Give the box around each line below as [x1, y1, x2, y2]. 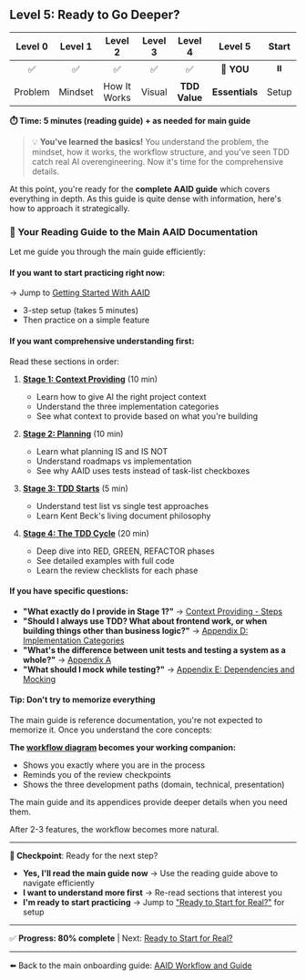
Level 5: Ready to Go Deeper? [9, 7, 180, 23]
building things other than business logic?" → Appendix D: [22, 625, 249, 636]
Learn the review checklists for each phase [36, 565, 199, 576]
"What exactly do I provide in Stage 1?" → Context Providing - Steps [22, 606, 283, 617]
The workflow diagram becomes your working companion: [9, 741, 237, 752]
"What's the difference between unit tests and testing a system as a [22, 644, 287, 655]
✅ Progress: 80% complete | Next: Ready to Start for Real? [9, 933, 233, 944]
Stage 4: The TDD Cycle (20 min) [22, 527, 150, 538]
